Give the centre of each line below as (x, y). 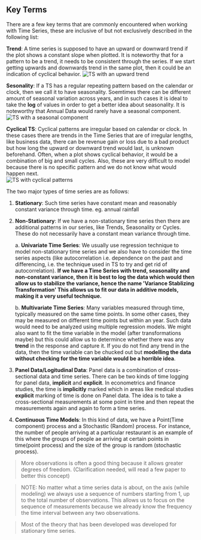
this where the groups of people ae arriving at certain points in (92, 438)
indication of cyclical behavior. (44, 74)
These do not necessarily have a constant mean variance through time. (103, 233)
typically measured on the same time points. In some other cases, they (102, 314)
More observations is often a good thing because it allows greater (102, 463)
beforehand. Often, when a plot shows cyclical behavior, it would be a (92, 154)
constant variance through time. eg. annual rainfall (77, 209)
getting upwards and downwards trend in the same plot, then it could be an (99, 68)
